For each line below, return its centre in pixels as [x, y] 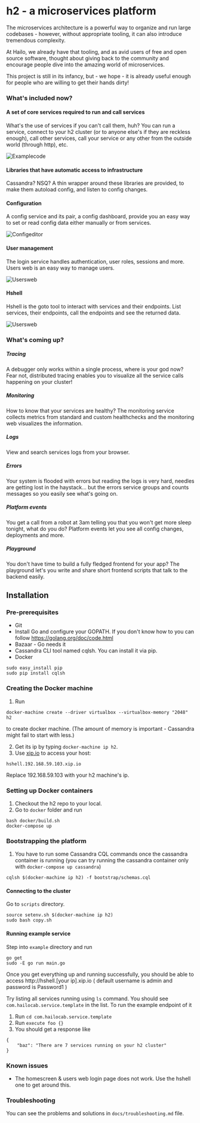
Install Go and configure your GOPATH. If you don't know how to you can [104, 631]
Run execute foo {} [39, 1023]
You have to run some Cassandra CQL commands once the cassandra [101, 854]
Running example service [39, 933]
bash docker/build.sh [33, 820]
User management [30, 248]
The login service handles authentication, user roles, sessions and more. [96, 261]
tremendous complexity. [36, 40]
